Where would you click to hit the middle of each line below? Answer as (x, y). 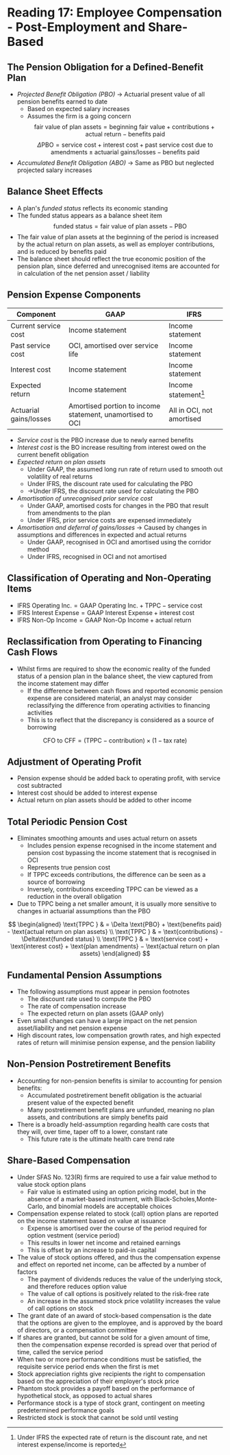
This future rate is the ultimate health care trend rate (101, 1139)
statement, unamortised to (111, 414)
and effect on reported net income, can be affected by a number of (112, 1264)
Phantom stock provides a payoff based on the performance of (106, 1388)
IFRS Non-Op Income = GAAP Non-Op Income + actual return (104, 620)
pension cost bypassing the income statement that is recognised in (122, 853)
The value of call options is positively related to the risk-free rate (118, 1293)
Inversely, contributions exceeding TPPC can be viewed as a (113, 889)
